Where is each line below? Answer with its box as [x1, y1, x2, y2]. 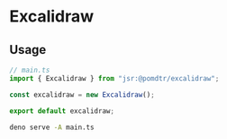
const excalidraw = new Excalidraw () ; [9, 90, 155, 100]
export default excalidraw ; [9, 106, 115, 116]
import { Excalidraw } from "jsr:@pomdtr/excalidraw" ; [9, 74, 220, 83]
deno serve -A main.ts [9, 123, 95, 132]
